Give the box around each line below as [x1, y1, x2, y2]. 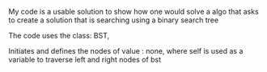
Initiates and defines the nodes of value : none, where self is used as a [8, 46, 244, 55]
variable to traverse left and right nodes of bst [8, 55, 162, 64]
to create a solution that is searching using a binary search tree [8, 15, 219, 25]
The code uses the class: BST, [8, 31, 110, 40]
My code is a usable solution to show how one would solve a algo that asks [8, 7, 259, 16]
